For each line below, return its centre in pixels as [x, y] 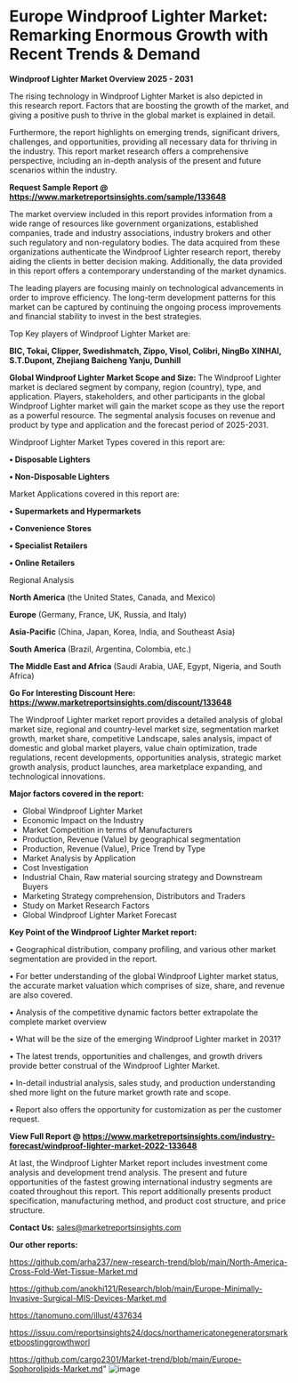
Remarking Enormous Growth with [139, 35]
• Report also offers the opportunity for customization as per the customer [145, 1109]
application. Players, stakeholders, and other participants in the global [137, 396]
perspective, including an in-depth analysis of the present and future [135, 160]
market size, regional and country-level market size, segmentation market [144, 729]
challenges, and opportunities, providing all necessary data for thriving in [143, 142]
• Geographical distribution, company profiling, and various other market [143, 949]
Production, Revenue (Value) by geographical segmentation [132, 839]
